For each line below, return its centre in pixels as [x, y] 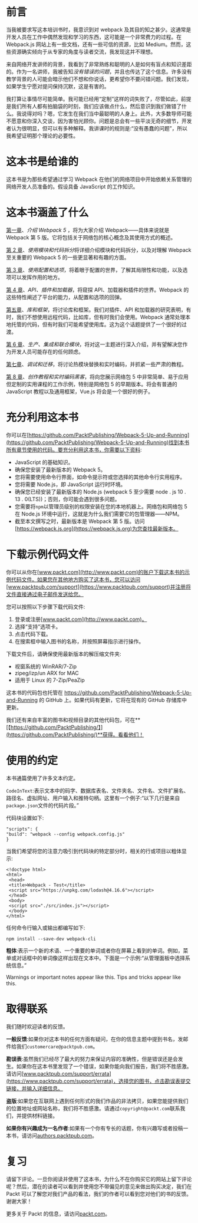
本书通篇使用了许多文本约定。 [42, 778]
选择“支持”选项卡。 [38, 626]
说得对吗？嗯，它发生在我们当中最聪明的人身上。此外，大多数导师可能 [107, 113]
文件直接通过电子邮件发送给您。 [45, 594]
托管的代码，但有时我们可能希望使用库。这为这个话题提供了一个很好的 [96, 324]
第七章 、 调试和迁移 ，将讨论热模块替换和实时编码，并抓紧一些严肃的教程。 [96, 364]
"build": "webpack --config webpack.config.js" [66, 834]
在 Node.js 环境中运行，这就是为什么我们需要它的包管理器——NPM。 [98, 514]
